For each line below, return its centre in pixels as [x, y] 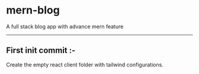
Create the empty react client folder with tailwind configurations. [85, 65]
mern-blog [33, 10]
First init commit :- [41, 51]
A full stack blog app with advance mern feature [65, 26]
